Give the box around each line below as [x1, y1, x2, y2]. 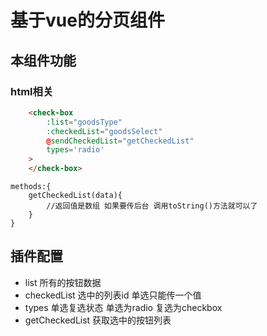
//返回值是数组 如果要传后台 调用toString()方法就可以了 [46, 201, 258, 211]
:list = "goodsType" [46, 117, 123, 127]
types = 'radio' [46, 145, 105, 155]
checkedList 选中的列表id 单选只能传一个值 [24, 289, 202, 301]
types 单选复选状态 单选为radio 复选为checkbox [24, 301, 223, 313]
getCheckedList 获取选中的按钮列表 [24, 314, 172, 326]
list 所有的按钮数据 [24, 276, 102, 288]
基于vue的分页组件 [10, 9, 165, 32]
